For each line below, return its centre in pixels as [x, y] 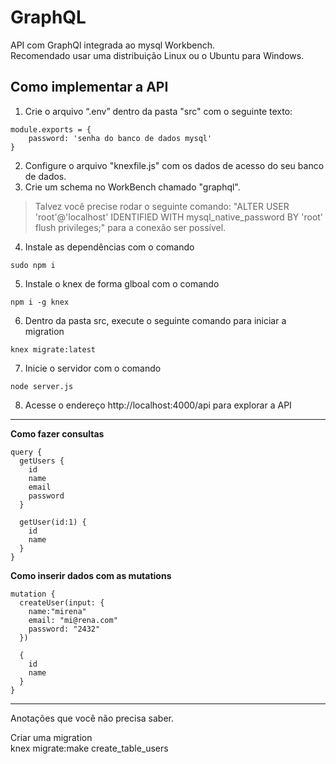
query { [26, 452]
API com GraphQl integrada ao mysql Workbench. [113, 45]
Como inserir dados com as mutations [91, 575]
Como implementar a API [89, 87]
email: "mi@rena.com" [73, 620]
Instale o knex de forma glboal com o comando [122, 283]
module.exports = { [51, 129]
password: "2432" [64, 629]
